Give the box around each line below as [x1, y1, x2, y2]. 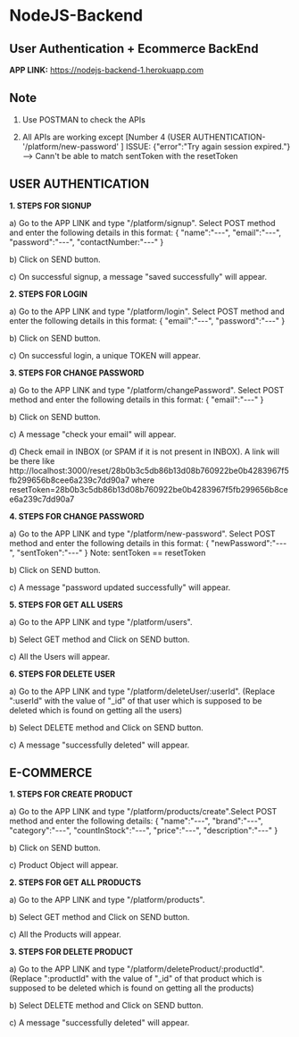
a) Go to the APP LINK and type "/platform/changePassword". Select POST [9, 384, 285, 395]
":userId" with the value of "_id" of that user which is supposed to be [9, 695, 262, 706]
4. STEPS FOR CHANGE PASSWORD [9, 510, 145, 521]
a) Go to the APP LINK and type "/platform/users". [9, 616, 193, 627]
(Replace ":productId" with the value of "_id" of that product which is [9, 974, 262, 984]
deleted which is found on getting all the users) [9, 704, 183, 715]
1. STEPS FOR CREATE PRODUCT [9, 788, 134, 800]
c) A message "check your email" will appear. [9, 428, 177, 439]
